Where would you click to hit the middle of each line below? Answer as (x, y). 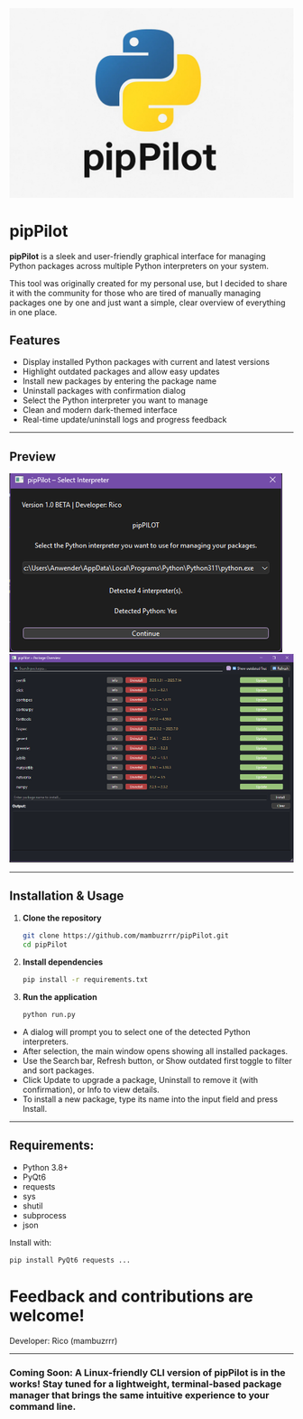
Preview (33, 457)
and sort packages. (58, 1070)
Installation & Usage (67, 896)
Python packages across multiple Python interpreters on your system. (139, 266)
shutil (32, 1206)
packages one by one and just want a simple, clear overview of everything (147, 303)
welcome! (47, 1316)
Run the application (60, 997)
